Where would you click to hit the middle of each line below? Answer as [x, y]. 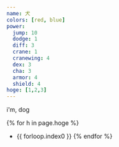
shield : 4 [26, 84]
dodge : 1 [25, 39]
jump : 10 [25, 33]
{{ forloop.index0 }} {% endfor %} [64, 136]
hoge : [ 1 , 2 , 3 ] [27, 90]
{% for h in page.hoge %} [43, 123]
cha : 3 [22, 71]
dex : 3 [22, 65]
